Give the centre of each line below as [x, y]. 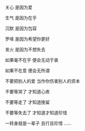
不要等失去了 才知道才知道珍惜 [36, 113]
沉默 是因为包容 [21, 28]
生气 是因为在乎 [21, 18]
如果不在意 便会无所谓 [27, 70]
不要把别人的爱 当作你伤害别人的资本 [42, 81]
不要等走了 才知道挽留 [27, 102]
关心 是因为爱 [19, 7]
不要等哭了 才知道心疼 [27, 92]
